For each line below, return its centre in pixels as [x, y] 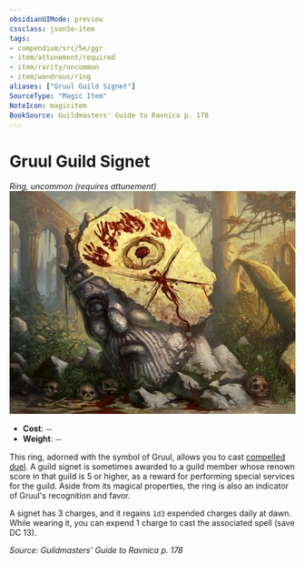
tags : [20, 38]
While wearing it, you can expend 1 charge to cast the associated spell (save [152, 523]
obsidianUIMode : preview [56, 19]
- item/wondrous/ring [50, 77]
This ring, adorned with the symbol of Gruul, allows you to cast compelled [148, 457]
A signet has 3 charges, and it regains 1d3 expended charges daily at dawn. [151, 513]
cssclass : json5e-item [52, 29]
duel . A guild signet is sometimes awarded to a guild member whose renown [152, 467]
